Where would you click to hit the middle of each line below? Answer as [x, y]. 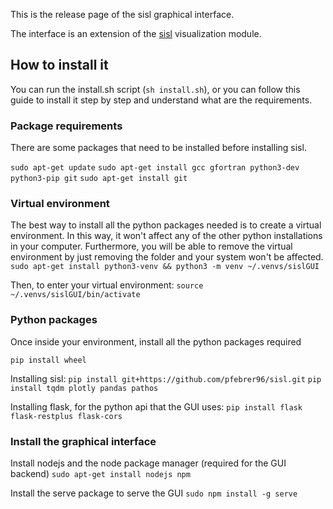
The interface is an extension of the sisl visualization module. [136, 33]
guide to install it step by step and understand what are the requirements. [161, 100]
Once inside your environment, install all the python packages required [156, 341]
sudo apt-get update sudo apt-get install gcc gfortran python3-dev [155, 168]
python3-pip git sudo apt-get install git [99, 179]
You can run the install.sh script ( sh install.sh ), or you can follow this [155, 89]
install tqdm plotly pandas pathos [84, 388]
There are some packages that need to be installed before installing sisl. [158, 148]
